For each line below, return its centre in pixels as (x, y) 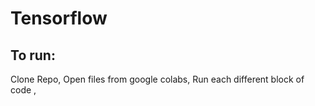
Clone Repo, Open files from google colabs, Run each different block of (157, 79)
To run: (33, 55)
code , (23, 90)
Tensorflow (59, 18)
